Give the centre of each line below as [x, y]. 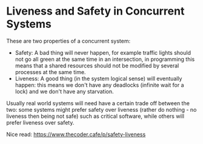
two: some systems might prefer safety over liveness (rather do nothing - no [101, 109]
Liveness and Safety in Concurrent [95, 11]
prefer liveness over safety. [40, 122]
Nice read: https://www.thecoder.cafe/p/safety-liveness [76, 134]
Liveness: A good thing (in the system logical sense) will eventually [98, 78]
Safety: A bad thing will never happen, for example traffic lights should [103, 52]
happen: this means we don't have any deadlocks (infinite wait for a [99, 85]
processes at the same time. [50, 72]
